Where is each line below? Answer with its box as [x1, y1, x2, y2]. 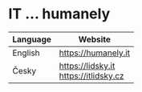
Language [12, 34, 52, 45]
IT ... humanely [8, 5, 111, 23]
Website [78, 34, 111, 45]
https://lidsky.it [59, 60, 116, 71]
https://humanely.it [59, 47, 131, 58]
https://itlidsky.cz [59, 70, 124, 81]
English [12, 47, 40, 58]
